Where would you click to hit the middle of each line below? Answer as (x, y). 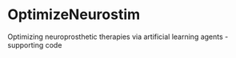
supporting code (35, 44)
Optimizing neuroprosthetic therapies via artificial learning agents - (118, 37)
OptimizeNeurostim (74, 15)
